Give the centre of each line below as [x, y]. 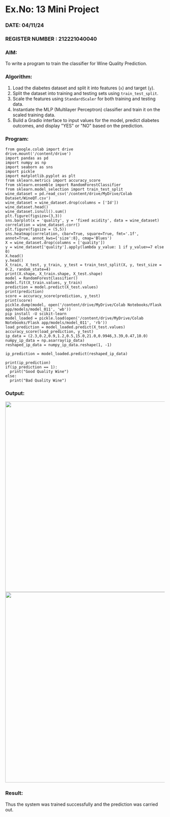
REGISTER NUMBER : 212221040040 [51, 39]
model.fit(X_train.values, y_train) [44, 282]
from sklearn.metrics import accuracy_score [53, 180]
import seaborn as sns [29, 167]
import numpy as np [26, 163]
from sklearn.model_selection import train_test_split [64, 189]
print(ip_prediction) [28, 363]
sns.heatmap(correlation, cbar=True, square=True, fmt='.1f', [72, 234]
